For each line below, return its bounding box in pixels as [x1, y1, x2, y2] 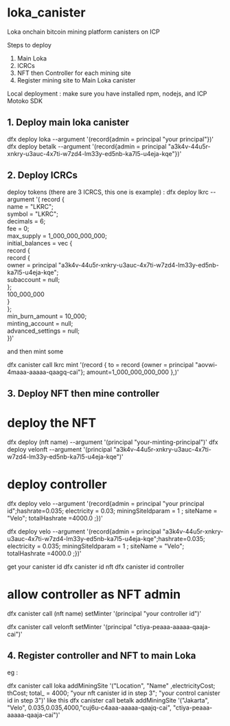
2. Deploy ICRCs [7, 170, 78, 181]
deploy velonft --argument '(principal [7, 445, 112, 453]
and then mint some [7, 347, 64, 355]
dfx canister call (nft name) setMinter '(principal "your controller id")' [7, 609, 202, 617]
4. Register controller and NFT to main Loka [7, 650, 196, 661]
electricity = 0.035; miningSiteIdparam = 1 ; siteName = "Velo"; [7, 542, 185, 550]
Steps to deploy [7, 41, 51, 49]
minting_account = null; [7, 319, 73, 327]
